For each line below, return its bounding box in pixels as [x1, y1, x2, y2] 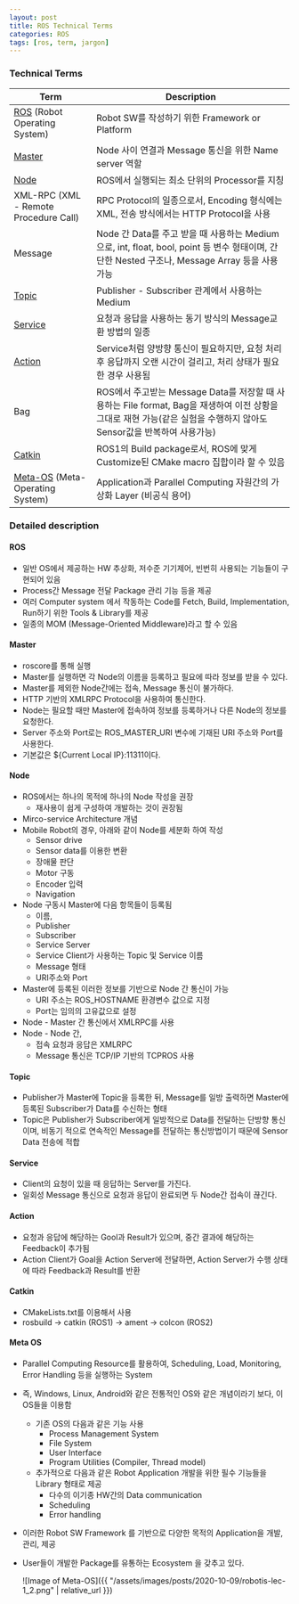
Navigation [35, 888, 76, 900]
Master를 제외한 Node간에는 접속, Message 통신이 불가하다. [21, 683, 234, 693]
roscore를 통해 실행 [21, 660, 92, 671]
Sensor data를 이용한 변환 [35, 846, 128, 856]
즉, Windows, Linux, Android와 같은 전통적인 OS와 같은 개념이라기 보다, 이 [21, 1388, 284, 1399]
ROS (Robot [13, 105, 63, 118]
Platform [96, 123, 132, 135]
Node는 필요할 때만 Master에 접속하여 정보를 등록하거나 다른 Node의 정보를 [21, 705, 287, 716]
